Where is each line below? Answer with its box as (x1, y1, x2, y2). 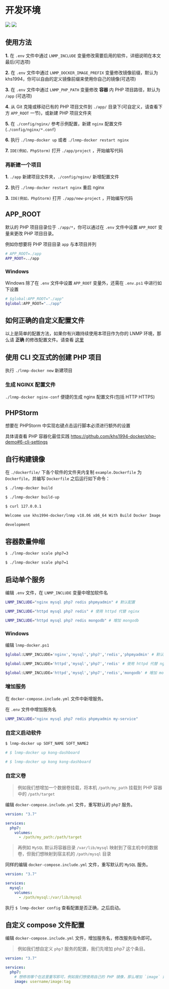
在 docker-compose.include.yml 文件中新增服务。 (5, 695, 107, 701)
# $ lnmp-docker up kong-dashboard (5, 750, 80, 755)
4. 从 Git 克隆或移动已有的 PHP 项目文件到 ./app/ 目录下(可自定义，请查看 (5, 103, 158, 109)
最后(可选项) (5, 59, 31, 65)
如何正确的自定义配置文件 (5, 316, 84, 325)
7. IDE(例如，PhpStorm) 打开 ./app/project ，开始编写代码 (5, 147, 123, 153)
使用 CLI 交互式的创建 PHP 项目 (5, 353, 102, 361)
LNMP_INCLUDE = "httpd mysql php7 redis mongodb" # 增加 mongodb (5, 618, 139, 623)
